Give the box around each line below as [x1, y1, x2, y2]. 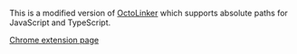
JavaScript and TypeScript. [9, 17, 111, 28]
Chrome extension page [9, 35, 100, 45]
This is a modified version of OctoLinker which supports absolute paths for [9, 8, 288, 18]
